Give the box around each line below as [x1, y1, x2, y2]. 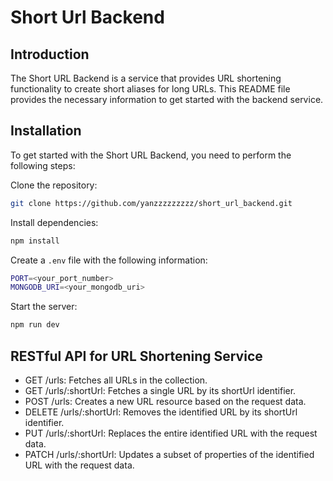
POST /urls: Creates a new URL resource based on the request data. [24, 396, 307, 407]
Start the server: [10, 301, 78, 313]
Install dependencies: [10, 216, 99, 228]
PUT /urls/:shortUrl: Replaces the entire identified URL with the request [24, 427, 318, 439]
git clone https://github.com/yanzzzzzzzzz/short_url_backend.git [10, 198, 293, 208]
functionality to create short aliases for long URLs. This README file [10, 83, 291, 95]
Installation [10, 122, 82, 140]
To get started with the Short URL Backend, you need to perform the [10, 149, 292, 161]
